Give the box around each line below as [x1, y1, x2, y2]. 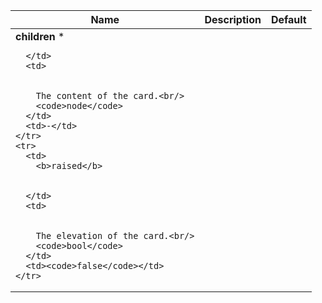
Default [270, 13, 307, 26]
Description [204, 13, 262, 26]
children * [15, 30, 65, 43]
